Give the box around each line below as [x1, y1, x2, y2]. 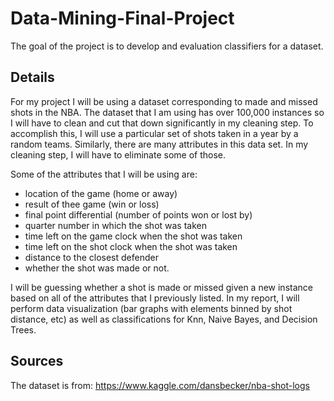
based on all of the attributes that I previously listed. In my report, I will [10, 292, 300, 304]
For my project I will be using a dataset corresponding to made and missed [10, 95, 318, 107]
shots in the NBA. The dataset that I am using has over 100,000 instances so [10, 106, 325, 118]
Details [10, 69, 55, 86]
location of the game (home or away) [24, 187, 178, 199]
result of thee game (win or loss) [24, 198, 160, 210]
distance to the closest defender [24, 251, 159, 263]
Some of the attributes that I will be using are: [10, 168, 198, 180]
